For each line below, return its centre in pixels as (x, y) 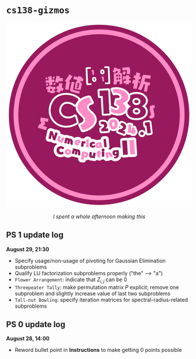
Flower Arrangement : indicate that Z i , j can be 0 (71, 280)
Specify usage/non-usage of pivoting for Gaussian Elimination (90, 261)
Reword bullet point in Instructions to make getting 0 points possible (98, 350)
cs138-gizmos (38, 10)
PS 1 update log (35, 235)
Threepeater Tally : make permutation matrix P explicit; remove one (97, 287)
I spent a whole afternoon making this (99, 216)
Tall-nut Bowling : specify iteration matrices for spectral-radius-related (101, 299)
